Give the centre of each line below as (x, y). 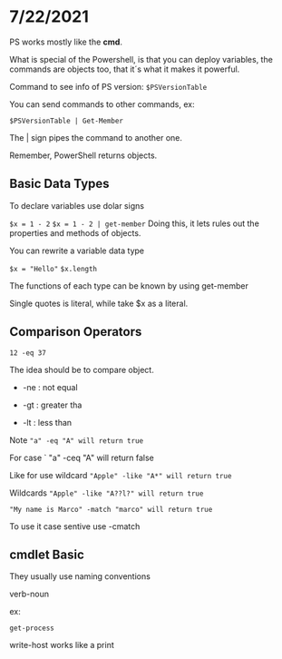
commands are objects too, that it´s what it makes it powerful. (125, 69)
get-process (32, 628)
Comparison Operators (76, 332)
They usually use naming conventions (80, 576)
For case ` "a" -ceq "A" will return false (82, 457)
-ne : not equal (50, 387)
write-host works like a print (62, 645)
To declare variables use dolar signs (77, 205)
